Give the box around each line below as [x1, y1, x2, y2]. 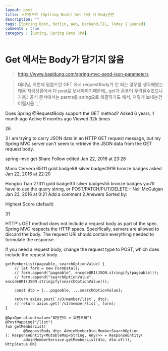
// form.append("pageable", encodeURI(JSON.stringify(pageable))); [14, 270, 159, 275]
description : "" [5, 17, 39, 22]
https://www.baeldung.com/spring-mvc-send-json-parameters [17, 71, 149, 77]
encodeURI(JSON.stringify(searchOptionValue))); [5, 279, 109, 284]
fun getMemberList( [5, 324, 46, 329]
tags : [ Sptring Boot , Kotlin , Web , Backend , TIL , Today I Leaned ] [5, 21, 146, 27]
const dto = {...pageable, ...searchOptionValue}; [14, 288, 123, 293]
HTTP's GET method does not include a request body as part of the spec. [5, 220, 158, 227]
